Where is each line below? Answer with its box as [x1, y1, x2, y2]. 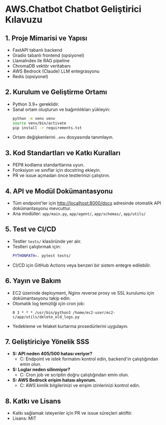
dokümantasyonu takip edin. [12, 295, 71, 301]
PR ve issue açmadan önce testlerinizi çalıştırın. [12, 173, 111, 179]
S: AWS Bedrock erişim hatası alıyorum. [12, 377, 97, 383]
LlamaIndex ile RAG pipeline [12, 58, 70, 63]
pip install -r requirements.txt [12, 125, 82, 130]
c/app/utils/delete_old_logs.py [12, 315, 80, 319]
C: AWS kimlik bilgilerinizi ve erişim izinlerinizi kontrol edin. [19, 382, 141, 389]
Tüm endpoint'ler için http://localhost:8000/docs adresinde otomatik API [12, 200, 161, 206]
